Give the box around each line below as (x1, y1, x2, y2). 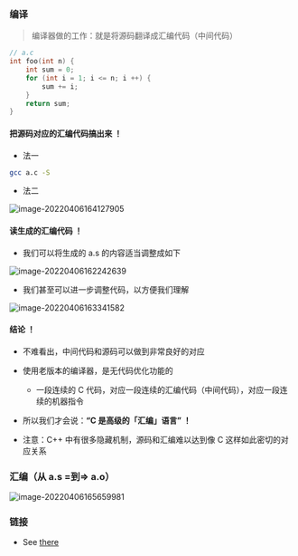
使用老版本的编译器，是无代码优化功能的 (22, 365, 173, 376)
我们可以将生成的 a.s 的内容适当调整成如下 (22, 247, 181, 258)
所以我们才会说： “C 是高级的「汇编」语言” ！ (22, 415, 191, 426)
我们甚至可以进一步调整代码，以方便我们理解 (22, 283, 190, 295)
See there (22, 537, 60, 548)
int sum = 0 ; (25, 65, 75, 74)
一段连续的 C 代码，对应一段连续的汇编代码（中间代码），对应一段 (35, 384, 280, 395)
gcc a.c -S (9, 168, 51, 177)
